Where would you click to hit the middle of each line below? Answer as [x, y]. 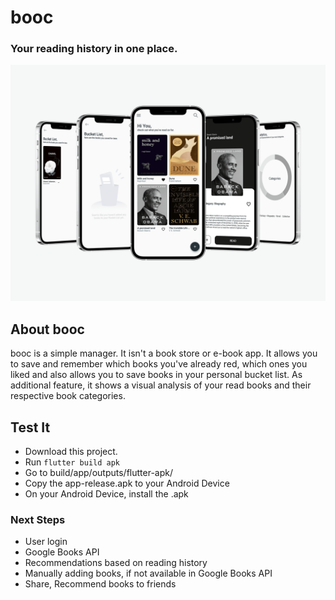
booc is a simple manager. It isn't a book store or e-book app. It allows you [164, 353]
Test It [30, 427]
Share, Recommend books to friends [100, 584]
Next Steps [38, 520]
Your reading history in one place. [94, 49]
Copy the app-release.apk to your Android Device [127, 483]
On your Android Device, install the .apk [106, 494]
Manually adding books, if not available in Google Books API [148, 573]
